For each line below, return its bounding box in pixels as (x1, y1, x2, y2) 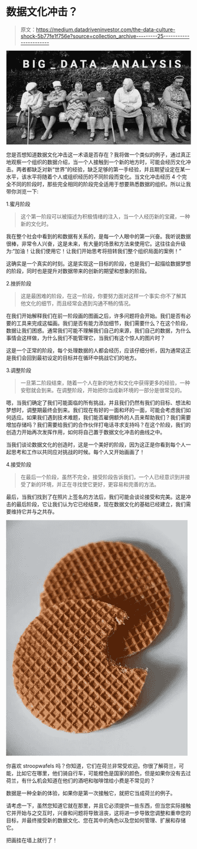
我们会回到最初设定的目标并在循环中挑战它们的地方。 (11, 354, 140, 361)
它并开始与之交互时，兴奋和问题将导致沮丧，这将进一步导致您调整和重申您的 (6, 809, 191, 816)
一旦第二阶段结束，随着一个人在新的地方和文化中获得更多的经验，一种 (20, 379, 191, 386)
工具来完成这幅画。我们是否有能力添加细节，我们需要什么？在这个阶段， (16, 319, 191, 327)
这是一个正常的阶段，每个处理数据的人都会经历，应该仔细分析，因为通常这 (6, 347, 186, 354)
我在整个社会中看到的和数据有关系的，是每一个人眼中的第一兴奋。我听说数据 (6, 233, 191, 240)
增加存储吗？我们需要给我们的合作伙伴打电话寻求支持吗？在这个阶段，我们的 (6, 421, 191, 428)
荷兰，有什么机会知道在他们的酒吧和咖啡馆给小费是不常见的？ (6, 777, 155, 784)
